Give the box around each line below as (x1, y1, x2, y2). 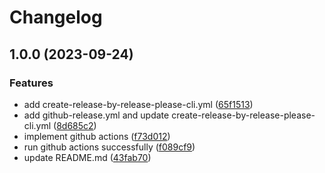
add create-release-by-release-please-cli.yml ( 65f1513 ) (23, 98, 254, 110)
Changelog (9, 6, 103, 29)
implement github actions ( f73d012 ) (23, 130, 171, 142)
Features (9, 76, 54, 90)
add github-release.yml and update (23, 109, 170, 121)
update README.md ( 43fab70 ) (23, 151, 152, 163)
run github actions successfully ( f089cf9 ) (23, 141, 196, 153)
